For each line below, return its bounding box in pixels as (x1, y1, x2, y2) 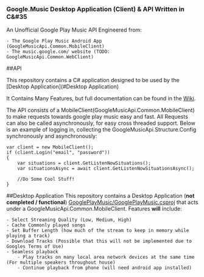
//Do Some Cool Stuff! (17, 176, 75, 183)
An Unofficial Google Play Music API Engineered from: (6, 26, 142, 33)
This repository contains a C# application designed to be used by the (6, 77, 180, 84)
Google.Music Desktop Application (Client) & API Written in (6, 5, 185, 13)
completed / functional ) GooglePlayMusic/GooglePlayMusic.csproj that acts (6, 198, 199, 206)
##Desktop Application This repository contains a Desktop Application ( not (6, 192, 195, 200)
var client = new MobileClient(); (6, 144, 94, 150)
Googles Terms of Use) (6, 244, 64, 250)
